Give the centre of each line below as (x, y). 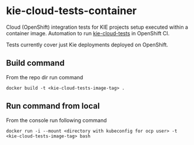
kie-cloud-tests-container (71, 11)
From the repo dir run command (45, 77)
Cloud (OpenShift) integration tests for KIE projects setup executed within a (97, 27)
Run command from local (53, 106)
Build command (35, 63)
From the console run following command (56, 120)
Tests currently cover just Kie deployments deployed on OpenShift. (87, 45)
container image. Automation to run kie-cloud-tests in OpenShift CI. (88, 33)
